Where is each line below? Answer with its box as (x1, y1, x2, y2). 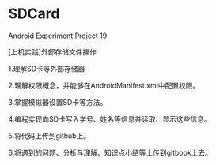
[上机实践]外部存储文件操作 (8, 47, 97, 56)
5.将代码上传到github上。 (8, 131, 91, 141)
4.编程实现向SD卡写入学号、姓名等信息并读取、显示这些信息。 (8, 114, 211, 123)
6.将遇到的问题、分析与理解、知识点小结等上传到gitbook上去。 (8, 148, 212, 157)
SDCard (8, 5, 60, 23)
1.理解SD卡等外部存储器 (8, 64, 85, 73)
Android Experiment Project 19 (8, 31, 108, 40)
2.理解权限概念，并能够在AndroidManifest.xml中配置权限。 (8, 81, 200, 90)
